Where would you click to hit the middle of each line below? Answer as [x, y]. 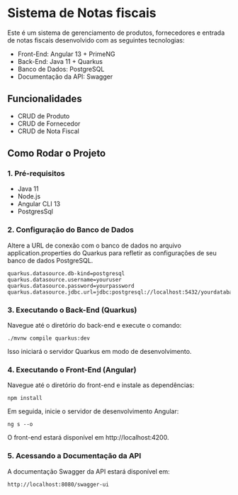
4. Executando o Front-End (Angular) [72, 369]
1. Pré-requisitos [36, 174]
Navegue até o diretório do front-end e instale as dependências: [101, 385]
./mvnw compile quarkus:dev [49, 338]
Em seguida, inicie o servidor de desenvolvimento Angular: [93, 411]
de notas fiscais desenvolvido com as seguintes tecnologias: [96, 40]
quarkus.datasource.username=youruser [64, 279]
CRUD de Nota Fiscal [48, 131]
